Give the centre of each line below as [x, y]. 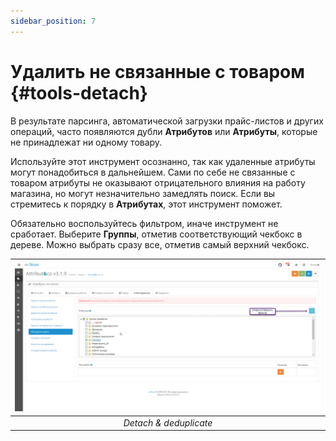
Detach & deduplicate [168, 422]
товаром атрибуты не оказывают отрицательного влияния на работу [158, 182]
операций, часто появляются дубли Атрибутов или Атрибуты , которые [164, 131]
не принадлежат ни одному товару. [86, 142]
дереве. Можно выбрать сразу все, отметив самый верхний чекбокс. [160, 244]
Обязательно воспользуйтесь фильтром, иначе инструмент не [144, 223]
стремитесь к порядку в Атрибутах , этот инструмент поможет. [146, 204]
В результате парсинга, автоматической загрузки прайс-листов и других [167, 121]
